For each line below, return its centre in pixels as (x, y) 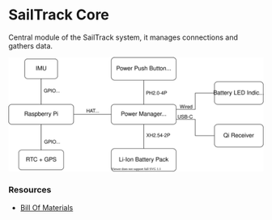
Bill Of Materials (47, 207)
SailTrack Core (59, 15)
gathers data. (31, 45)
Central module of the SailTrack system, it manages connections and (123, 37)
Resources (30, 190)
